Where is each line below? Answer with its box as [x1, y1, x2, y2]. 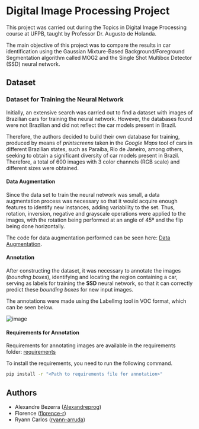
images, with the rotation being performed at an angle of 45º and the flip [6, 216, 184, 223]
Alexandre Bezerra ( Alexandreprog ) [14, 403, 102, 410]
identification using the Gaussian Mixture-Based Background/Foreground [6, 47, 185, 55]
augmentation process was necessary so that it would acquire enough [6, 197, 178, 204]
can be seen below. [6, 304, 54, 311]
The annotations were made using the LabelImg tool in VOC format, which [6, 297, 187, 305]
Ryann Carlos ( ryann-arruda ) [14, 416, 86, 423]
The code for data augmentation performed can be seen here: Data [6, 234, 171, 241]
